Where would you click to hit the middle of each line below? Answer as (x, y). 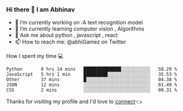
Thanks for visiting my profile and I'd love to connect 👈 (74, 101)
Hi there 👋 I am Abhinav (41, 10)
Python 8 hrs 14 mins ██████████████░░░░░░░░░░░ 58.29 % (92, 69)
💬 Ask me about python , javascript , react (66, 35)
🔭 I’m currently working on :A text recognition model (79, 23)
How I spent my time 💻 (35, 56)
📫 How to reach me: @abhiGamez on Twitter (70, 42)
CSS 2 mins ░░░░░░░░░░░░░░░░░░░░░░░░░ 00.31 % (92, 90)
